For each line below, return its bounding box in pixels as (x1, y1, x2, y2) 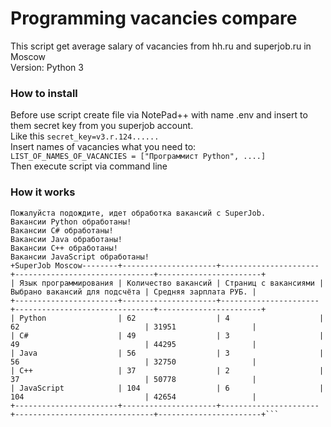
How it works (10, 185, 76, 199)
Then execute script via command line (10, 160, 168, 172)
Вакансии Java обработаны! (10, 234, 123, 244)
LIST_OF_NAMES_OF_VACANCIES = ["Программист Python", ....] (10, 152, 267, 162)
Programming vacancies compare (10, 7, 298, 30)
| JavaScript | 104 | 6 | (10, 383, 325, 393)
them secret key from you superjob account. (10, 120, 194, 132)
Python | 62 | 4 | (19, 313, 325, 323)
